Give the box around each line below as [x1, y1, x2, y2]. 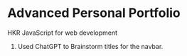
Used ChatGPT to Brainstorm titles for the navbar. [17, 42, 164, 50]
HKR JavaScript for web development [7, 28, 118, 37]
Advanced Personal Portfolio [7, 5, 181, 21]
